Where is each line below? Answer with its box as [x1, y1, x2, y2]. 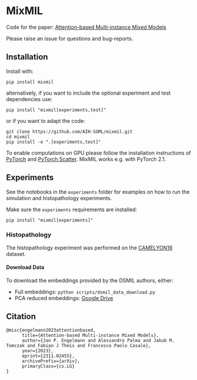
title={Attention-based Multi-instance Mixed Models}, [21, 332, 159, 338]
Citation [6, 312, 36, 322]
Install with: [6, 68, 34, 75]
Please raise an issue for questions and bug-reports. [6, 35, 133, 42]
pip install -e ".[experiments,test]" [6, 139, 101, 145]
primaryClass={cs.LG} [21, 363, 75, 369]
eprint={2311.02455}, [21, 353, 75, 359]
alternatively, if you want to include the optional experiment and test [6, 89, 171, 96]
